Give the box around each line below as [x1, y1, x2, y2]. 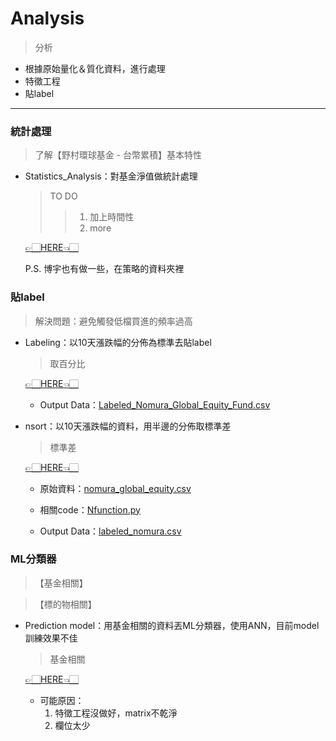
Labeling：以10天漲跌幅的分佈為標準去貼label [24, 336, 212, 348]
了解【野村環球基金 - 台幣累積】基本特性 [34, 149, 203, 161]
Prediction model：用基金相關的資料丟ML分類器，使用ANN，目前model [24, 619, 320, 631]
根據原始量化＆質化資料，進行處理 [24, 62, 166, 74]
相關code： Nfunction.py [39, 503, 141, 516]
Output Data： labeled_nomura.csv [39, 525, 182, 537]
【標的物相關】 [34, 598, 97, 610]
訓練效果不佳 [24, 632, 78, 644]
